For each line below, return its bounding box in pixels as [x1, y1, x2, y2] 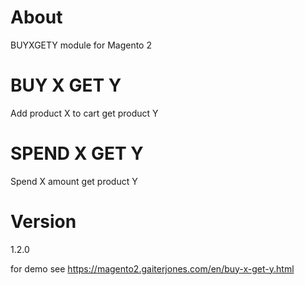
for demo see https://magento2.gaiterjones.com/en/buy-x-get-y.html [10, 262, 295, 275]
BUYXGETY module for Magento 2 [10, 39, 152, 51]
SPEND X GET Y [10, 142, 144, 165]
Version [10, 211, 77, 233]
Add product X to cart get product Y [10, 107, 159, 119]
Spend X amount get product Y [10, 175, 138, 187]
